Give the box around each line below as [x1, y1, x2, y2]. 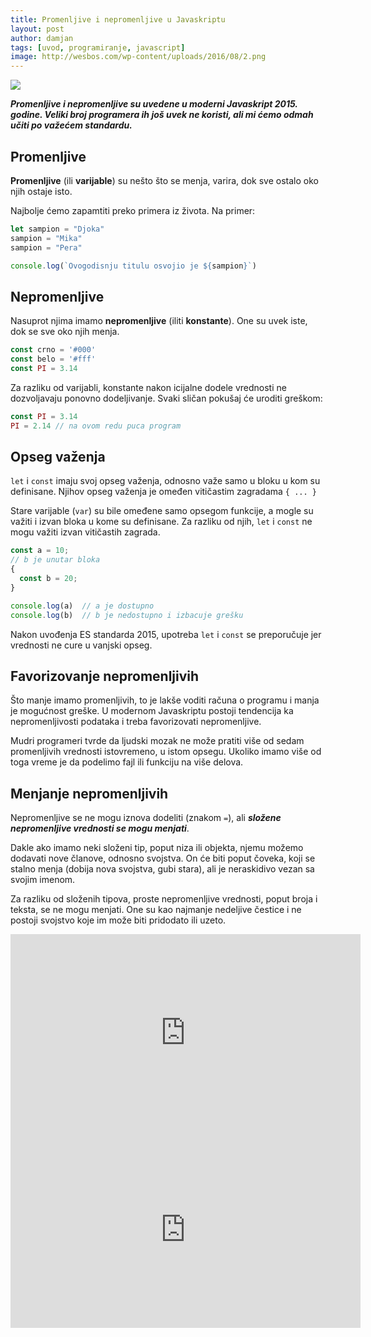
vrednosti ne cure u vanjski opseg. [10, 639, 153, 651]
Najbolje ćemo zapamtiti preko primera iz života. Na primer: [10, 204, 256, 216]
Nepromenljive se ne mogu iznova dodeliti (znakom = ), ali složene [10, 812, 282, 824]
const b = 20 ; [19, 574, 78, 584]
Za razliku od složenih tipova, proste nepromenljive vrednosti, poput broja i [10, 893, 318, 905]
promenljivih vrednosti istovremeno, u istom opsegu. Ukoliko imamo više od [10, 746, 322, 758]
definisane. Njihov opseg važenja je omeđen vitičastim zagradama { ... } [10, 486, 317, 498]
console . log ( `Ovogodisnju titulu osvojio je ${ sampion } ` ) [10, 261, 257, 271]
